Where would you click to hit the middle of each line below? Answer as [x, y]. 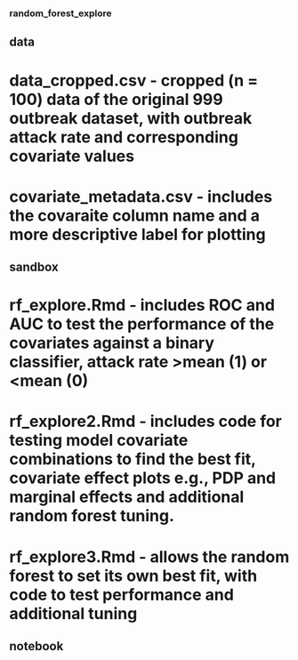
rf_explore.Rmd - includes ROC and [142, 306]
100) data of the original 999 [117, 99]
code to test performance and [121, 595]
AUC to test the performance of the [142, 324]
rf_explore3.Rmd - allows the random [149, 556]
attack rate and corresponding [124, 137]
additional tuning [73, 613]
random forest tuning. [92, 516]
